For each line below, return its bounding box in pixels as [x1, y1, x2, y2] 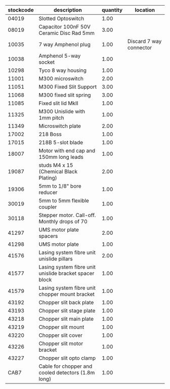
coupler [38, 203, 57, 210]
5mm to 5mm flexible [38, 197, 90, 204]
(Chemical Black [38, 168, 77, 175]
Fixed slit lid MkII [38, 100, 78, 107]
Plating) [38, 175, 57, 181]
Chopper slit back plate [38, 299, 94, 306]
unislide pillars [38, 255, 73, 262]
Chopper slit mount [38, 324, 84, 330]
